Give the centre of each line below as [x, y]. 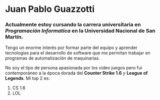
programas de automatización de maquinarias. [53, 58]
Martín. [14, 37]
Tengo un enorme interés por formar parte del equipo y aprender [71, 48]
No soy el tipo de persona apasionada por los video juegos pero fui [74, 68]
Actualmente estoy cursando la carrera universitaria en [73, 25]
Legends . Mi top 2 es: [28, 78]
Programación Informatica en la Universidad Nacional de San [80, 31]
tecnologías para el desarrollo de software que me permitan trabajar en [78, 53]
